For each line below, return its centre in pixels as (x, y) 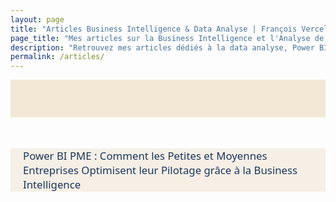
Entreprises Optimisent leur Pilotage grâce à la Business (160, 170)
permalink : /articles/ (57, 57)
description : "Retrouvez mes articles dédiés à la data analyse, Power (162, 47)
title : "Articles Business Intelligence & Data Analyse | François (154, 29)
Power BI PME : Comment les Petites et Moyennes (145, 156)
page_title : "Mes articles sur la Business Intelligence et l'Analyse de (167, 38)
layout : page (37, 19)
